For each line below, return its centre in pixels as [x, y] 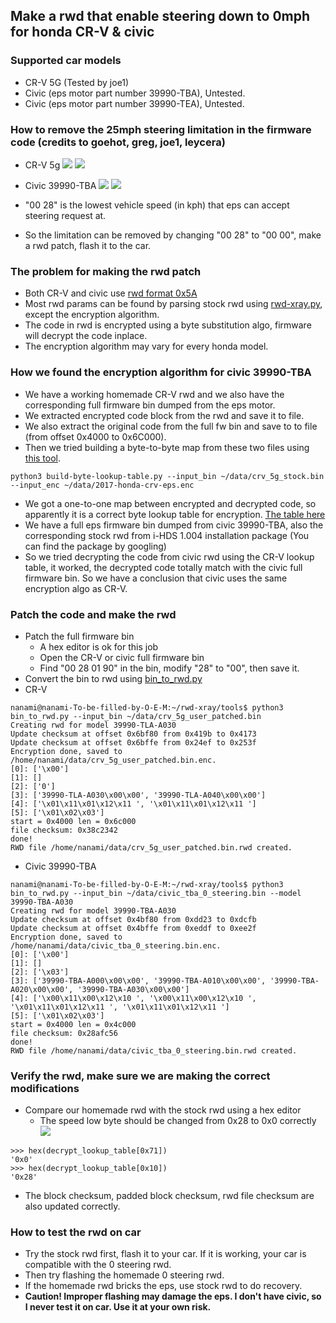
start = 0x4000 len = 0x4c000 [73, 1024]
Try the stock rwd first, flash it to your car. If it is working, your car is [165, 1254]
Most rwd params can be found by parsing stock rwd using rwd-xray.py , [173, 304]
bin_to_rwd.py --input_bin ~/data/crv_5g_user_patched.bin [136, 716]
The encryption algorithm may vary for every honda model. [146, 346]
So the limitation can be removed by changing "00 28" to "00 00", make [173, 235]
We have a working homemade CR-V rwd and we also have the [154, 394]
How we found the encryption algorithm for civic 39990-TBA [161, 372]
